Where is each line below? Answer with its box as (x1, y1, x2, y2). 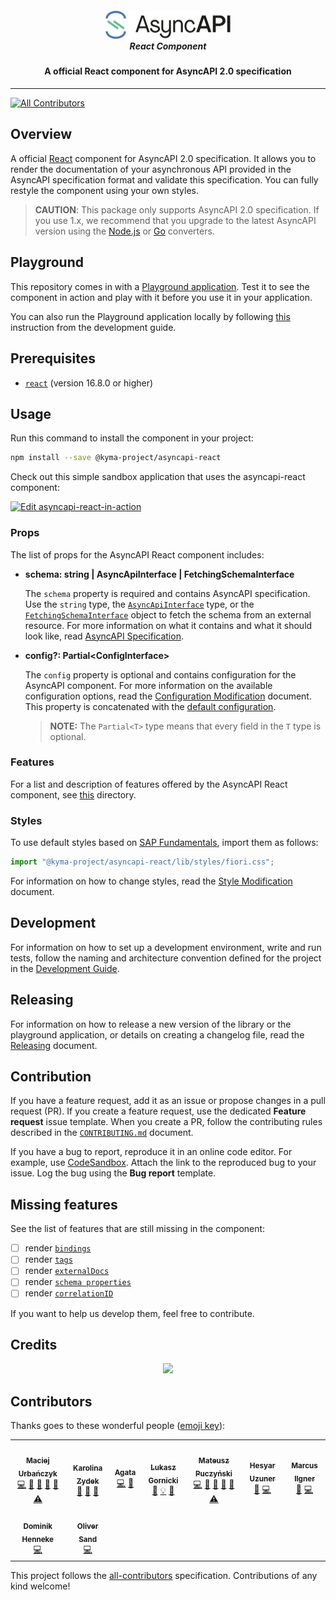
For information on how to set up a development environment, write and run (10, 941, 322, 953)
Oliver (76, 1521, 99, 1531)
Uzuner (249, 1474, 276, 1484)
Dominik (23, 1521, 53, 1531)
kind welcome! (10, 1580, 71, 1592)
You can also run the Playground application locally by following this (10, 310, 291, 322)
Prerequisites (10, 350, 96, 367)
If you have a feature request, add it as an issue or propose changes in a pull (10, 1095, 326, 1107)
